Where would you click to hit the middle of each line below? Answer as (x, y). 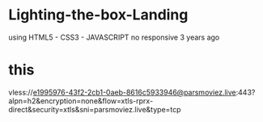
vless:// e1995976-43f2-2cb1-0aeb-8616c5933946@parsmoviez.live (122, 92)
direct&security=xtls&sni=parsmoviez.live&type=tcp (95, 109)
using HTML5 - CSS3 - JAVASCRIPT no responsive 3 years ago (114, 37)
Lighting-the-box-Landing (98, 15)
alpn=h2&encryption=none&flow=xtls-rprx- (81, 101)
